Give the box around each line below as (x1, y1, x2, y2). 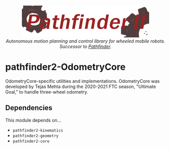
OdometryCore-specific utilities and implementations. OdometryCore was (5, 78, 160, 84)
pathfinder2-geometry (12, 133, 59, 138)
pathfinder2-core (12, 138, 50, 144)
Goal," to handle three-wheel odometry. (5, 88, 89, 95)
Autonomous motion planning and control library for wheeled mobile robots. (6, 38, 165, 44)
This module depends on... (5, 117, 62, 123)
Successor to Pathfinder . (59, 44, 112, 49)
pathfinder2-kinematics (12, 128, 64, 133)
